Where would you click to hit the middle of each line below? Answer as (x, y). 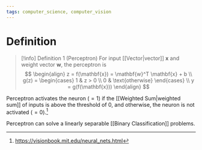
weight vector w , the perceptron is (64, 64)
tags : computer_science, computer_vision (59, 12)
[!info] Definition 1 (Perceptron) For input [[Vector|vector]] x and (100, 58)
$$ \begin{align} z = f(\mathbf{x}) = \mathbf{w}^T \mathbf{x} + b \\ (109, 74)
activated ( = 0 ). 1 (27, 112)
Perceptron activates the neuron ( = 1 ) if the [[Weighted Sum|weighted (93, 98)
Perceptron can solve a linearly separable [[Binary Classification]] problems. (101, 124)
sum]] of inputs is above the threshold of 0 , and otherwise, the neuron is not (100, 104)
